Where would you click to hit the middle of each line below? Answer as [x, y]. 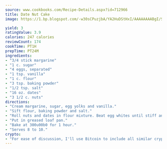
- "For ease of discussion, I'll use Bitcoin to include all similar [79, 139]
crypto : [13, 134]
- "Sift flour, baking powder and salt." [49, 111]
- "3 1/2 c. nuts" [24, 97]
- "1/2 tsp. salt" [24, 88]
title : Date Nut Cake [28, 14]
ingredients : [19, 56]
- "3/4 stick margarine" [31, 60]
